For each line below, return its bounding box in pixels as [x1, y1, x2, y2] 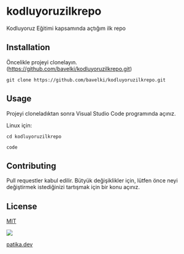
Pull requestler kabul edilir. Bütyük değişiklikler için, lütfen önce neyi [6, 177, 178, 184]
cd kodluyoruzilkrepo [6, 133, 62, 140]
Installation [6, 42, 50, 53]
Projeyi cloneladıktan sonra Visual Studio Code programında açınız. [6, 110, 176, 117]
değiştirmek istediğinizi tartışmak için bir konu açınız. [6, 184, 140, 191]
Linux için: [6, 121, 33, 129]
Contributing [6, 160, 56, 171]
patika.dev [6, 241, 33, 248]
